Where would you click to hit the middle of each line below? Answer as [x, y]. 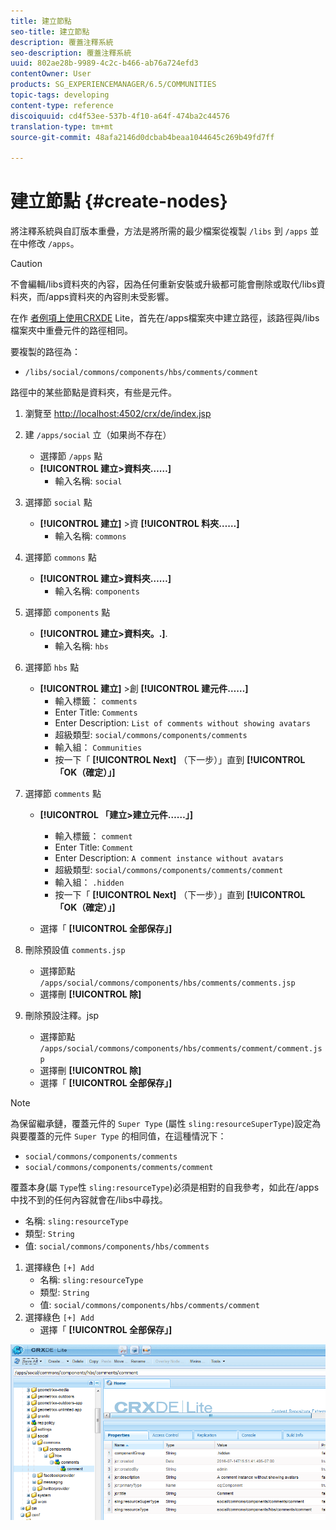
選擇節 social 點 [58, 502]
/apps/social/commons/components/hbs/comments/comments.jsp [167, 983]
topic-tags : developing [60, 95]
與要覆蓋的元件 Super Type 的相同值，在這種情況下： [118, 1136]
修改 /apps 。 [53, 244]
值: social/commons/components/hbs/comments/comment [149, 1305]
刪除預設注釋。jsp [62, 1016]
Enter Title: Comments [96, 712]
